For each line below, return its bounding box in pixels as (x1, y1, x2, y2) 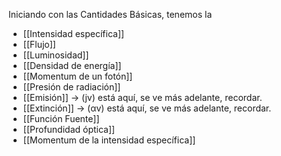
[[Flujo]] (22, 39, 56, 50)
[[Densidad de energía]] (22, 60, 122, 71)
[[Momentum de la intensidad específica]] (22, 134, 196, 146)
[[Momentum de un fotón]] (22, 70, 133, 82)
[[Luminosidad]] (22, 49, 90, 61)
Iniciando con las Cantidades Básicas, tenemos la (8, 9, 213, 20)
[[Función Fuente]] (22, 113, 100, 124)
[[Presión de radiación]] (22, 81, 121, 93)
